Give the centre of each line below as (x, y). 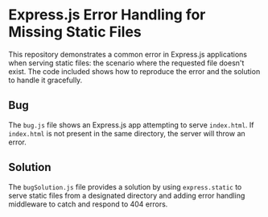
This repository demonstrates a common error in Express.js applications (128, 54)
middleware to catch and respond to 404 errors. (88, 204)
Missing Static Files (75, 32)
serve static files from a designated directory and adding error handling (127, 195)
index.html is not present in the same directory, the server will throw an (127, 133)
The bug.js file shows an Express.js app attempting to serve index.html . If (132, 125)
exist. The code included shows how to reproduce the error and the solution (134, 71)
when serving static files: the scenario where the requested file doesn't (126, 63)
